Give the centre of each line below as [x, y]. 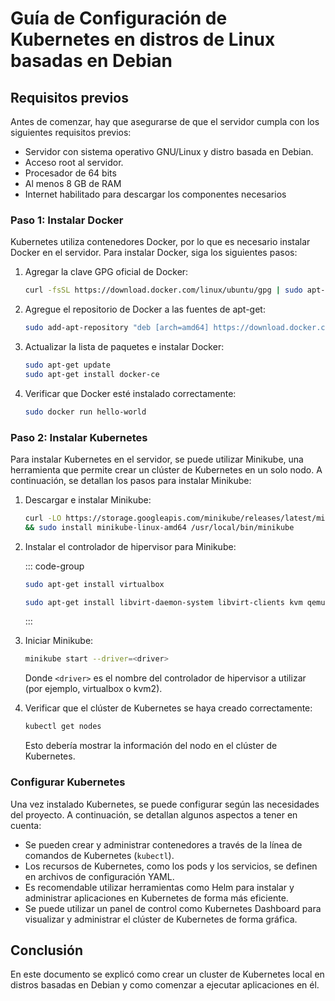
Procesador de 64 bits [70, 173]
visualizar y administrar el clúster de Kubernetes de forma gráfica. [161, 919]
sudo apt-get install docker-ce [92, 374]
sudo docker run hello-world [85, 412]
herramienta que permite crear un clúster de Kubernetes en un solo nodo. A [166, 469]
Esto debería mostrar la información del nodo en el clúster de [151, 746]
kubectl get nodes [63, 727]
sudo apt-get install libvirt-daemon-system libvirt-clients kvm [163, 602]
